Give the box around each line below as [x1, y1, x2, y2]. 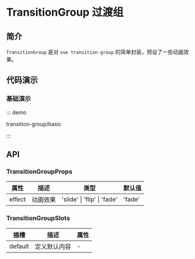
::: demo [6, 109, 27, 116]
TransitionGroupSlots [6, 214, 70, 222]
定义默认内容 [35, 242, 71, 251]
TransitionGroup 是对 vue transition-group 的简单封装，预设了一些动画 [6, 49, 184, 55]
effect [9, 195, 26, 204]
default [9, 242, 29, 250]
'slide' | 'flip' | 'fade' [61, 195, 118, 204]
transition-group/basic [6, 120, 62, 127]
